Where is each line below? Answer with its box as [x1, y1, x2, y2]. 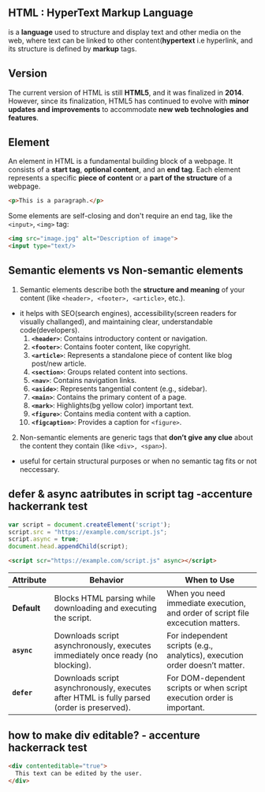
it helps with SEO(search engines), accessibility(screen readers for [19, 308, 237, 318]
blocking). [54, 660, 92, 671]
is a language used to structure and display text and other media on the [8, 27, 241, 36]
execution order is [166, 693, 234, 704]
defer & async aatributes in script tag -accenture [8, 488, 253, 501]
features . [8, 113, 39, 122]
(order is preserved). [54, 702, 132, 713]
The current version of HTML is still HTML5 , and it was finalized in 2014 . [8, 87, 244, 97]
